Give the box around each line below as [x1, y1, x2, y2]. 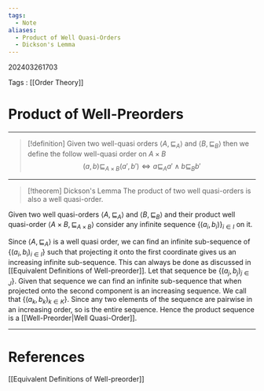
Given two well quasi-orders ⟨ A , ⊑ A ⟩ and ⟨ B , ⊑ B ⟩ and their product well [8, 210, 236, 221]
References [8, 348, 85, 367]
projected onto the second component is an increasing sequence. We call [8, 286, 247, 296]
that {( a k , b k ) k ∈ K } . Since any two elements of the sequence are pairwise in [8, 295, 253, 306]
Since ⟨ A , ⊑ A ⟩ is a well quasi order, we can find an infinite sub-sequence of [8, 237, 251, 248]
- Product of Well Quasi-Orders [15, 33, 122, 42]
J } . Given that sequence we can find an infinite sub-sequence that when [8, 276, 242, 288]
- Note [15, 19, 37, 27]
